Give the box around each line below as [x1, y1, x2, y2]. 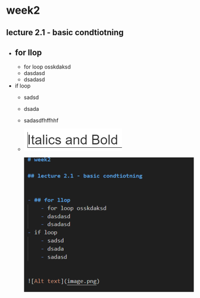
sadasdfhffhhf [23, 117, 59, 124]
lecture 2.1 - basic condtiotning [6, 27, 124, 38]
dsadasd [23, 76, 45, 83]
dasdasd [23, 70, 45, 77]
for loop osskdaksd [23, 63, 71, 70]
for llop [14, 47, 42, 57]
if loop [14, 82, 31, 89]
